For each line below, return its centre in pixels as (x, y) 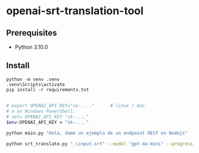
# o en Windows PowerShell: (41, 111)
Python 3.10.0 (32, 47)
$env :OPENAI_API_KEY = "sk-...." (48, 122)
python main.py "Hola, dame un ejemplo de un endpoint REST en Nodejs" (97, 133)
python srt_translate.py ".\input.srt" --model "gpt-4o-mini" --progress (100, 144)
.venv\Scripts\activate (36, 84)
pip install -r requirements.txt (48, 90)
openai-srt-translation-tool (75, 11)
